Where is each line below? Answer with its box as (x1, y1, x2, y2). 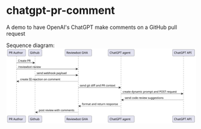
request (6, 30, 26, 37)
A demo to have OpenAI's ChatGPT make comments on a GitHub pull (6, 24, 178, 31)
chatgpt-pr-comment (6, 4, 116, 17)
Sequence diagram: (6, 42, 55, 49)
